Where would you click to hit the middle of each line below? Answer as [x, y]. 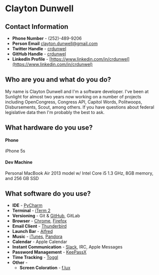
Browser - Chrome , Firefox [40, 221]
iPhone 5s [15, 151]
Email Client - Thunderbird [40, 226]
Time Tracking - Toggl [35, 257]
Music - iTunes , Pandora [37, 237]
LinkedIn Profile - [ [32, 59]
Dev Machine [19, 162]
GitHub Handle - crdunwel [39, 54]
